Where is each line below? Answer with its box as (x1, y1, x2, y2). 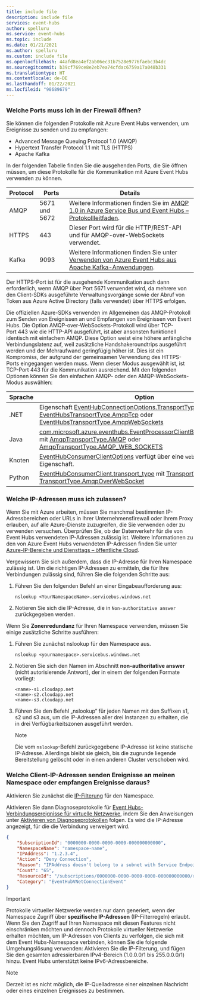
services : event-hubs (6, 20, 60, 26)
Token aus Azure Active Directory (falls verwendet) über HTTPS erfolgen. (6, 297, 186, 305)
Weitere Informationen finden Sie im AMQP (69, 199, 189, 207)
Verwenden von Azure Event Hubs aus (69, 256, 177, 264)
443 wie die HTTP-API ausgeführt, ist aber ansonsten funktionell (17, 328, 177, 335)
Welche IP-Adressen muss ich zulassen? (6, 495, 127, 504)
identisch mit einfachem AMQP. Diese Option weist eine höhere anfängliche (6, 335, 192, 342)
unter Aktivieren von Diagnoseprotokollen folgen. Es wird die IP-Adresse (6, 816, 183, 823)
